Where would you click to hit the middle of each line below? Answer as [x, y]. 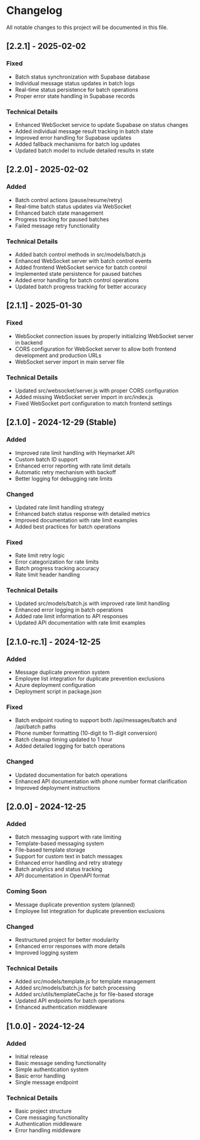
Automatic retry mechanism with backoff [65, 472]
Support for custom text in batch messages [69, 856]
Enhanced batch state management [59, 213]
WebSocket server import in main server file [70, 362]
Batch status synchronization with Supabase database [83, 77]
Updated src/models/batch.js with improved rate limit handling [92, 604]
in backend [29, 342]
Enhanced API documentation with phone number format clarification [101, 781]
